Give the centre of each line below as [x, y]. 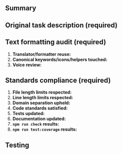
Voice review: [27, 65]
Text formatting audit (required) [56, 42]
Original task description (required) [61, 25]
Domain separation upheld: [41, 103]
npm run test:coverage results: [45, 130]
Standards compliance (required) [58, 80]
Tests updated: [28, 114]
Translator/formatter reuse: [41, 54]
